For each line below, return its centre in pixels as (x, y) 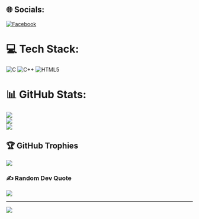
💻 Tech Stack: (43, 49)
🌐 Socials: (25, 10)
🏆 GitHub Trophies (42, 146)
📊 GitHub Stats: (46, 94)
